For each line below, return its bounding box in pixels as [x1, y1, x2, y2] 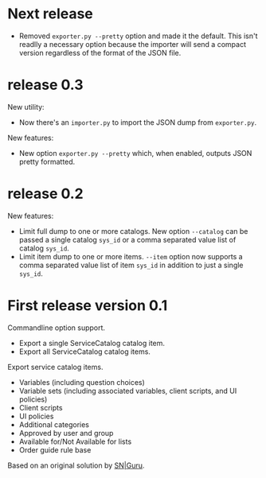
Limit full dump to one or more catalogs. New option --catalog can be [18, 226, 248, 235]
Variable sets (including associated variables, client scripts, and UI [18, 386, 237, 395]
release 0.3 [7, 76, 84, 94]
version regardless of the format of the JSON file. [18, 48, 182, 57]
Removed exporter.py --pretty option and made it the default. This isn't [18, 31, 258, 41]
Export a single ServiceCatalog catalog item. [18, 338, 165, 348]
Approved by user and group [18, 428, 114, 437]
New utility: [7, 102, 45, 111]
